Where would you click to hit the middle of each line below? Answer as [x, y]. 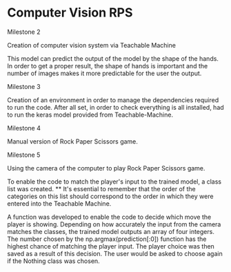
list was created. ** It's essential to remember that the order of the [101, 188]
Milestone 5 [24, 155]
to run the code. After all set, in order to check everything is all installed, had [115, 107]
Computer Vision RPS [70, 13]
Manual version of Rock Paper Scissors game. [72, 141]
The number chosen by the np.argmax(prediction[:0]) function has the [107, 239]
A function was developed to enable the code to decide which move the [109, 217]
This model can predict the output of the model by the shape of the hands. [113, 58]
